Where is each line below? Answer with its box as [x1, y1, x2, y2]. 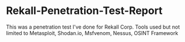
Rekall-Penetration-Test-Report [6, 4, 163, 17]
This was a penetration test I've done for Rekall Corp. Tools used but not [6, 23, 180, 30]
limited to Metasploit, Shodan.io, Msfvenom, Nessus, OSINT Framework [6, 29, 179, 36]
